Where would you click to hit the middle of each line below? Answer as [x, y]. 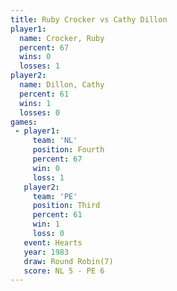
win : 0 [46, 168]
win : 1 [46, 224]
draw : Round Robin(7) [68, 261]
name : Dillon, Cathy [62, 85]
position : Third [66, 206]
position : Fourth [68, 150]
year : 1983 [46, 252]
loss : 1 [48, 177]
